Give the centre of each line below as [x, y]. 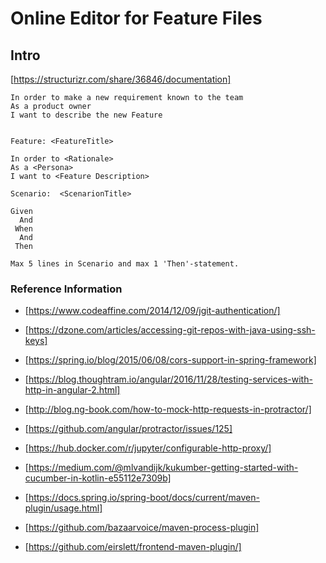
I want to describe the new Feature [86, 115]
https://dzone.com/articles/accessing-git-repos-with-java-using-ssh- [172, 330]
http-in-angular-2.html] [72, 390]
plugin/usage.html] [63, 508]
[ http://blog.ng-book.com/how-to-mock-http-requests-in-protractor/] [168, 409]
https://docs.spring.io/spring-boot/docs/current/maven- [144, 498]
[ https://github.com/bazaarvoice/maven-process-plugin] [142, 528]
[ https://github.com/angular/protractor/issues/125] [128, 429]
